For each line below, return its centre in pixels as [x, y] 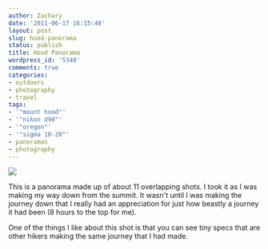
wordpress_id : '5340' [44, 61]
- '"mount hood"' [37, 113]
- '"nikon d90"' [35, 120]
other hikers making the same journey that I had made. [98, 236]
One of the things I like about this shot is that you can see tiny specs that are [134, 227]
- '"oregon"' [30, 127]
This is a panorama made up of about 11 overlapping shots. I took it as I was [133, 187]
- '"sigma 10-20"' [39, 134]
